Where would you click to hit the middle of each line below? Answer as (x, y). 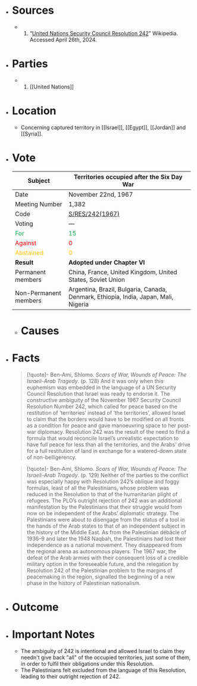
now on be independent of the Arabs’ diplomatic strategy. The (103, 513)
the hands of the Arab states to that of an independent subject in (106, 526)
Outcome (35, 607)
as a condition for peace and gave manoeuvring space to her (101, 425)
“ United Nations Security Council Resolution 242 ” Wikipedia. (104, 33)
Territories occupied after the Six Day (128, 177)
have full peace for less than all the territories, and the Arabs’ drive (108, 444)
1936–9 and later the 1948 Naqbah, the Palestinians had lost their (106, 538)
